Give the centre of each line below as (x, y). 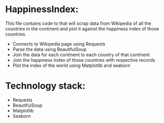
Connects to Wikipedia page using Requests (59, 44)
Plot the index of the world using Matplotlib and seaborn (71, 65)
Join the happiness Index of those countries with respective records (84, 60)
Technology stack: (45, 86)
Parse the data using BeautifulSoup (50, 49)
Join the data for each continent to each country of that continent (81, 55)
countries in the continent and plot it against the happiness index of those (82, 28)
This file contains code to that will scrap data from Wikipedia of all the (78, 23)
